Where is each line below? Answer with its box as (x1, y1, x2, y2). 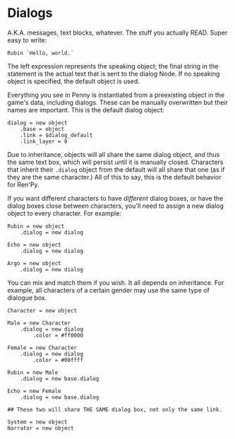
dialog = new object (7, 119, 68, 127)
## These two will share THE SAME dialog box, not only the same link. (7, 406, 222, 413)
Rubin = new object (7, 223, 65, 230)
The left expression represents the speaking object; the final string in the (7, 62, 219, 70)
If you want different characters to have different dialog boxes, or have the (7, 194, 224, 202)
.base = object (20, 125, 65, 132)
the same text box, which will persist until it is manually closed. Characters (7, 158, 224, 166)
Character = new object (7, 307, 78, 314)
